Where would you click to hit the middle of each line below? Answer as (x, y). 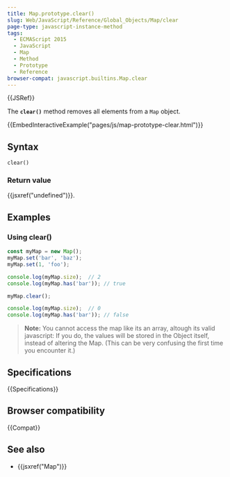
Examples (29, 217)
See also (26, 450)
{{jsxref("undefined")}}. (41, 195)
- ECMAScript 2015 (40, 40)
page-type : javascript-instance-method (65, 26)
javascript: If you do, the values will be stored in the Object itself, (117, 336)
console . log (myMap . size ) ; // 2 (54, 277)
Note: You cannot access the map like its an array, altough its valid (120, 328)
